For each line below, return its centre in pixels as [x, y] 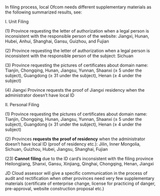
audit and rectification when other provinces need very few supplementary [80, 178]
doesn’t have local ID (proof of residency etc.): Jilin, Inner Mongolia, [73, 144]
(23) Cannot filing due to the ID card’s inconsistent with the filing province [79, 159]
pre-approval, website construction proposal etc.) [55, 188]
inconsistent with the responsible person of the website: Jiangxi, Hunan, [77, 36]
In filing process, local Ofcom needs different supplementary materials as [78, 7]
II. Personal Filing [22, 105]
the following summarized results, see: [44, 12]
